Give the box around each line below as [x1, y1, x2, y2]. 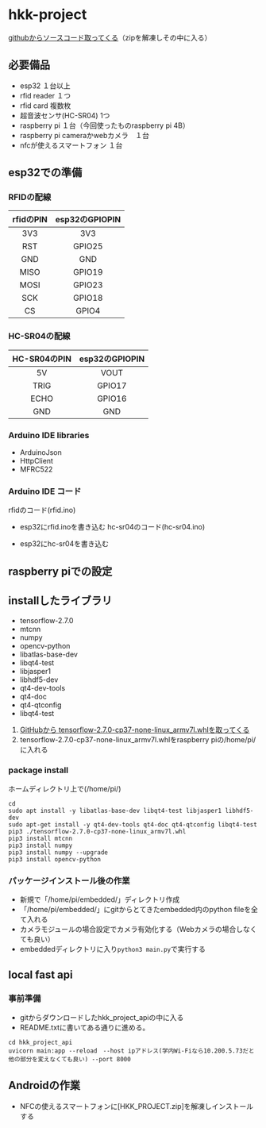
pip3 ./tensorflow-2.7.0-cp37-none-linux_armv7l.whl [8, 827, 187, 835]
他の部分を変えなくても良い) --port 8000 [8, 1055, 131, 1063]
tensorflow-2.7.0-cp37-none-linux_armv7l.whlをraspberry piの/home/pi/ [19, 734, 256, 744]
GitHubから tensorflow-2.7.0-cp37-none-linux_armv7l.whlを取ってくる [19, 725, 250, 734]
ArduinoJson [19, 448, 62, 457]
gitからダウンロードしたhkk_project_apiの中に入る [19, 1012, 184, 1022]
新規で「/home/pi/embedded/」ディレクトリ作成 [19, 895, 180, 904]
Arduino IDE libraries [8, 429, 90, 441]
